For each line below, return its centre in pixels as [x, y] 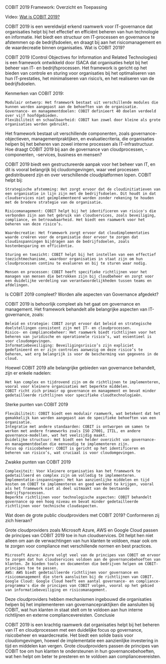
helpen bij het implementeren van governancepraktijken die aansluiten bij [80, 605]
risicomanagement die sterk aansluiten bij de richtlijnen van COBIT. [80, 577]
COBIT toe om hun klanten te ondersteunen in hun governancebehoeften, [80, 651]
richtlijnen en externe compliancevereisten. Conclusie [60, 615]
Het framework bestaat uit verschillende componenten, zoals [67, 133]
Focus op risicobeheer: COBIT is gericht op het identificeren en [75, 448]
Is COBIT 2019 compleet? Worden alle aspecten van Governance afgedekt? [82, 294]
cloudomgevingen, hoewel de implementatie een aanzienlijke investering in [82, 641]
